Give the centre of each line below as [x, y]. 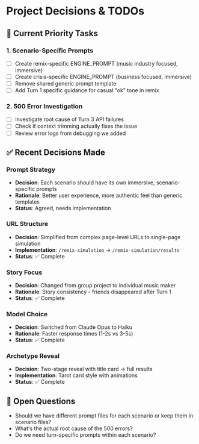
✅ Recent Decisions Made [56, 152]
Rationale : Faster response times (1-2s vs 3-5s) [74, 334]
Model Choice [27, 314]
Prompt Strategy [31, 169]
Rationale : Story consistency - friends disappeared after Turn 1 [93, 292]
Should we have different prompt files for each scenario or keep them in [104, 416]
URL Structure [27, 224]
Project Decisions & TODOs [75, 11]
